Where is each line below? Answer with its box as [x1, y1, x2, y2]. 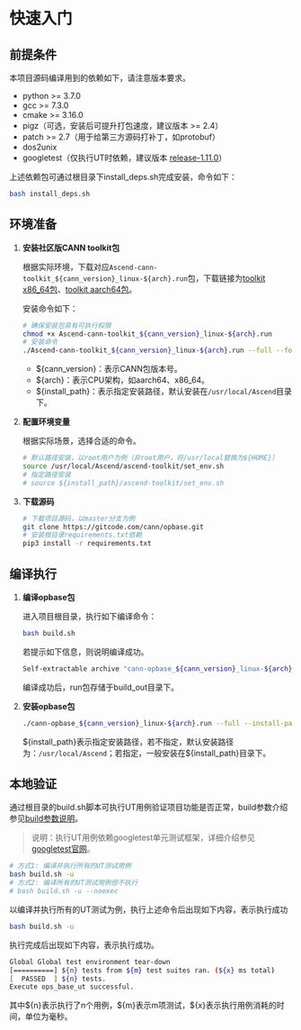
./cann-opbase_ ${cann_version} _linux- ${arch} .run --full [22, 718, 241, 727]
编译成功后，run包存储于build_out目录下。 [22, 682, 180, 692]
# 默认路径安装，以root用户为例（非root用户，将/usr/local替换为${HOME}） [22, 454, 279, 463]
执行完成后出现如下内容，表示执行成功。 [9, 939, 159, 950]
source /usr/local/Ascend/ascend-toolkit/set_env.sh [22, 462, 225, 471]
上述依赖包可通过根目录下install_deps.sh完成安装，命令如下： [9, 172, 238, 182]
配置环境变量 [22, 416, 70, 428]
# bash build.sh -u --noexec [9, 887, 119, 896]
